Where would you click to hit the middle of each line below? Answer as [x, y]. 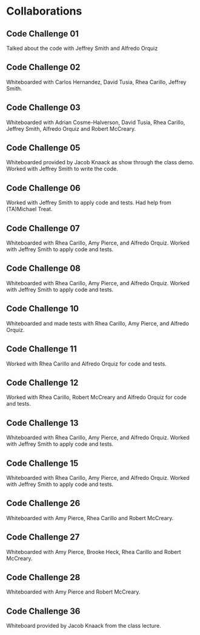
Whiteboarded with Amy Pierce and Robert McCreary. [73, 592]
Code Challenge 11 [42, 349]
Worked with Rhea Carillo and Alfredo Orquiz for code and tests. [86, 364]
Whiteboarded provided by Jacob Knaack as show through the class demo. [100, 162]
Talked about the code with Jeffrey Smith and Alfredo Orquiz [82, 48]
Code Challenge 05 [43, 148]
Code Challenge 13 [42, 423]
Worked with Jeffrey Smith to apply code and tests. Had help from [89, 203]
